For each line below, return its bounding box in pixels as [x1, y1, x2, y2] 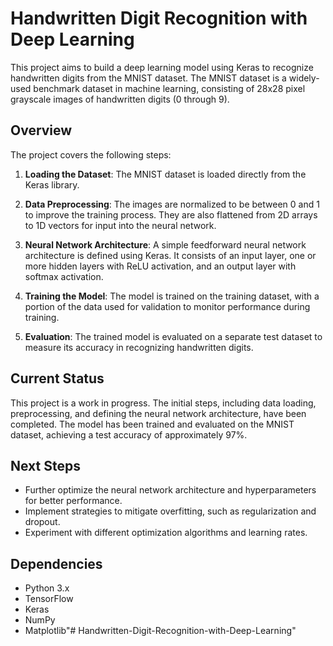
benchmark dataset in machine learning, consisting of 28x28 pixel [33, 82, 306, 94]
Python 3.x [24, 582, 70, 594]
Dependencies [10, 555, 103, 572]
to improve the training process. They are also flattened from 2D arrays [24, 208, 318, 221]
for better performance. [24, 495, 123, 507]
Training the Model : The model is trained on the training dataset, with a [24, 290, 320, 302]
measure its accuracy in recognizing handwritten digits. [24, 341, 254, 353]
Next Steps [10, 457, 81, 474]
